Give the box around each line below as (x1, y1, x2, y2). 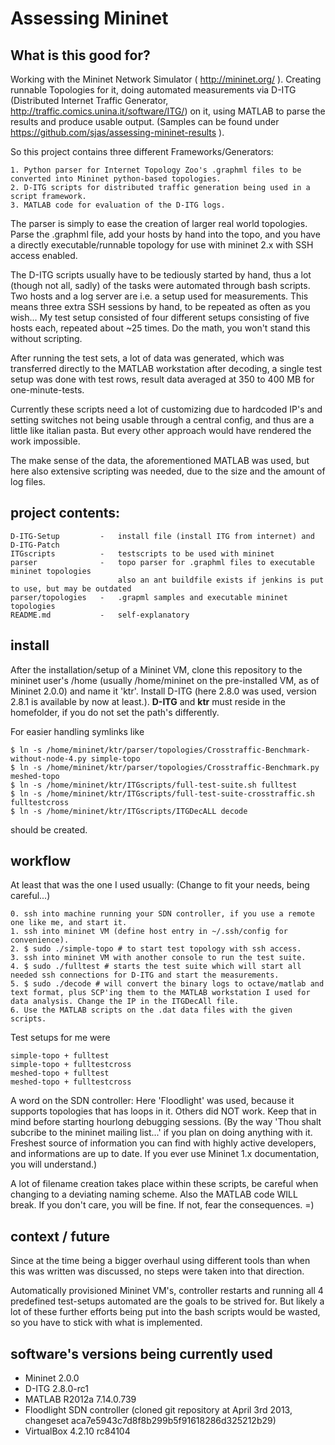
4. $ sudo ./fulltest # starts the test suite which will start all (10, 962, 302, 972)
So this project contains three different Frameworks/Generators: (10, 146, 274, 157)
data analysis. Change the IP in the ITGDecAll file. (10, 997, 240, 1007)
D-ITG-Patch (10, 540, 60, 550)
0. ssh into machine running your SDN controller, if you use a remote (10, 909, 315, 919)
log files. (10, 476, 46, 487)
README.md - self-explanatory (10, 610, 190, 620)
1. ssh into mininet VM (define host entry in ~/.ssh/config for (10, 927, 288, 937)
